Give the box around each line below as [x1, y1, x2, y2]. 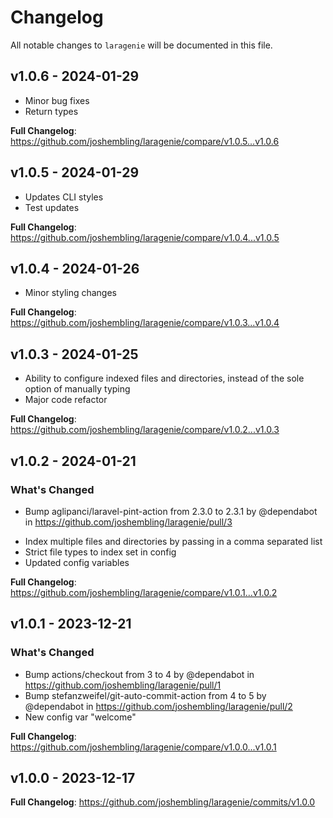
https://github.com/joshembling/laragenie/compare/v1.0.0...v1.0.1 [10, 741, 277, 753]
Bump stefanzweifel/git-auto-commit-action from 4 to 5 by [24, 689, 267, 701]
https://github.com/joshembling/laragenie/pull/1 [24, 679, 222, 691]
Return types [24, 105, 79, 117]
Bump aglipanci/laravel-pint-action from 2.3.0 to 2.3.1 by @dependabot [24, 505, 318, 517]
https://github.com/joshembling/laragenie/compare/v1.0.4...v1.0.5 [10, 231, 280, 243]
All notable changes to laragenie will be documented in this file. [10, 39, 273, 51]
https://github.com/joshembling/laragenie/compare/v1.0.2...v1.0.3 [10, 424, 280, 436]
